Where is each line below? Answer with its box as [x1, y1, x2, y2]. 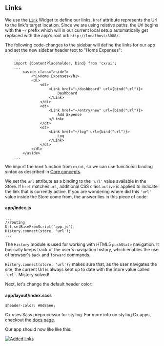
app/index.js [5, 205, 32, 211]
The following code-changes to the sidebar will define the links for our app [5, 42, 155, 48]
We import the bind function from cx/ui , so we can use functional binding [5, 163, 153, 169]
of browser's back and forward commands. [5, 252, 91, 258]
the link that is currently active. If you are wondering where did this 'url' [5, 188, 152, 195]
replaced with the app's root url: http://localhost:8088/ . [5, 32, 120, 38]
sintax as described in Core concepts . [5, 169, 82, 174]
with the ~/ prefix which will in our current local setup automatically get [5, 27, 148, 33]
